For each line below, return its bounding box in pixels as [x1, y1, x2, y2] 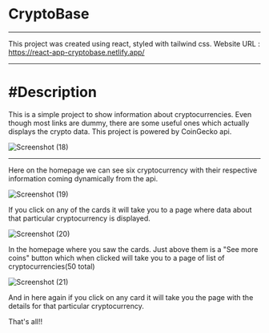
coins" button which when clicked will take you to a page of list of [8, 253, 226, 262]
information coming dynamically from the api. [8, 173, 159, 183]
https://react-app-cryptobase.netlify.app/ [8, 47, 146, 57]
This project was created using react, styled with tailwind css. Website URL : [8, 39, 260, 48]
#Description [8, 83, 98, 101]
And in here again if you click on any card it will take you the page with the [8, 292, 254, 302]
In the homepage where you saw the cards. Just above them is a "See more [8, 244, 259, 254]
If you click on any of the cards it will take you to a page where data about [8, 205, 252, 214]
